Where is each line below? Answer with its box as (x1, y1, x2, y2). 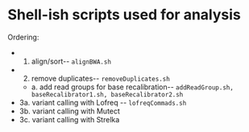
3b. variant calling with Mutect (19, 106, 120, 116)
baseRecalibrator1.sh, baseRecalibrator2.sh (31, 90, 184, 98)
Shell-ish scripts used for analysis (7, 6, 241, 24)
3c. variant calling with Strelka (19, 114, 120, 124)
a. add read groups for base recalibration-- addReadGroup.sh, (31, 82, 234, 92)
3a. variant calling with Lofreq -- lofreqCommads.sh (19, 97, 187, 107)
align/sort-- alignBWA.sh (31, 56, 112, 66)
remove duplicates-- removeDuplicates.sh (31, 73, 170, 83)
